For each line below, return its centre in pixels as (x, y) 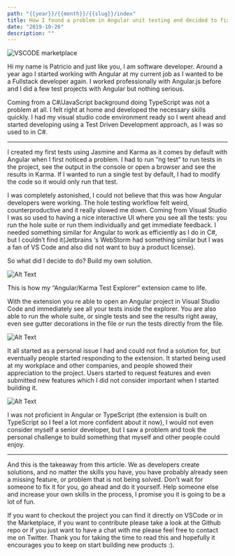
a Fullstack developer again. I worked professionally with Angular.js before (114, 82)
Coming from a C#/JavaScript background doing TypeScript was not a (108, 103)
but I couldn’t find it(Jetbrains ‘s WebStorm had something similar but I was (115, 240)
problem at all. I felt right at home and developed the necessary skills (107, 110)
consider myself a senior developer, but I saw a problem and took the (107, 430)
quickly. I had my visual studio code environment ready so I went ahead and (116, 117)
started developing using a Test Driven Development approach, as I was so (115, 125)
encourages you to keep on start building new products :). (91, 545)
